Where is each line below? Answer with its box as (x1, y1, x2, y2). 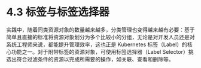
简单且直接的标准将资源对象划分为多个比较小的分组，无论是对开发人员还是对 (6, 33, 195, 40)
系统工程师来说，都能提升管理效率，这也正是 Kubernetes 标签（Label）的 (6, 41, 187, 48)
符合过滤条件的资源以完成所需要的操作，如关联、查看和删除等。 (16, 56, 174, 63)
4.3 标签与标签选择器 (6, 5, 109, 19)
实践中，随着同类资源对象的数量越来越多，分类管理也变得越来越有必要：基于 (6, 26, 195, 33)
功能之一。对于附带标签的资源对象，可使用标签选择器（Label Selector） (11, 48, 188, 55)
